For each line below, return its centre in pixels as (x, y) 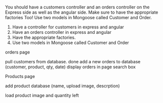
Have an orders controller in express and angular (62, 32)
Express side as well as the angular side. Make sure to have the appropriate (82, 12)
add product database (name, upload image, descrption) (63, 86)
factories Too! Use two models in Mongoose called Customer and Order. (79, 17)
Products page (20, 76)
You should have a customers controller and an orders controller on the (77, 7)
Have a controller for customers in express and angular (68, 27)
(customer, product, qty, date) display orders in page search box (70, 67)
